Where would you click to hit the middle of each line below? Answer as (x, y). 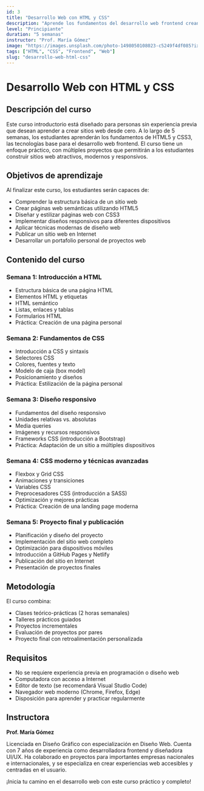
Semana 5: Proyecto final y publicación (65, 522)
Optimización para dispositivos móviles (64, 548)
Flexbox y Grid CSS (39, 474)
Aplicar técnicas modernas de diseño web (68, 228)
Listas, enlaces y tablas (44, 310)
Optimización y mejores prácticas (57, 500)
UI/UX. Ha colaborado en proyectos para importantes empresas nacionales (100, 756)
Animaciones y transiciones (49, 481)
